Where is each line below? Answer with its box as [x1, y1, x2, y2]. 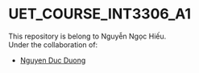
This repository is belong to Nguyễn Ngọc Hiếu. [8, 31, 167, 41]
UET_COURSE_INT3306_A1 [8, 5, 192, 23]
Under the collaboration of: [8, 39, 98, 49]
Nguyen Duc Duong [19, 55, 86, 65]
